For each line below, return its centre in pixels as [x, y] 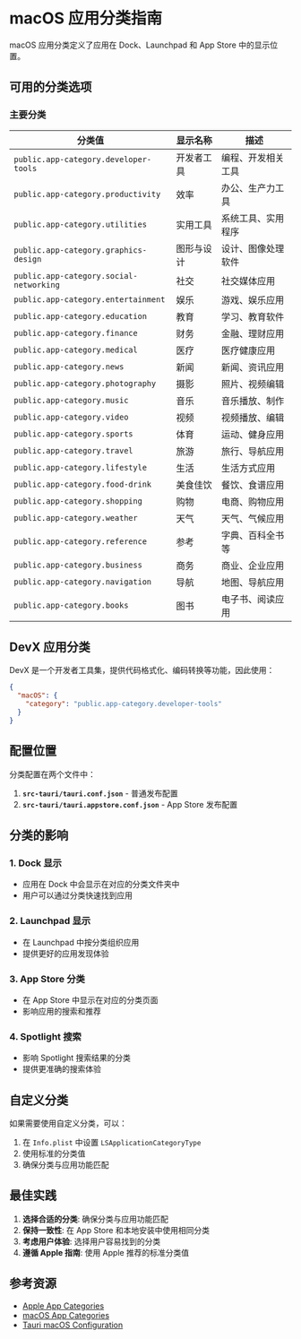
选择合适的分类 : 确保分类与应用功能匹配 [95, 1219]
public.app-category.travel [73, 450]
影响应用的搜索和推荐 [61, 1011]
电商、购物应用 [253, 501]
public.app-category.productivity [87, 194]
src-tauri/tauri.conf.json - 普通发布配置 [100, 793]
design [28, 259]
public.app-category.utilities [81, 224]
